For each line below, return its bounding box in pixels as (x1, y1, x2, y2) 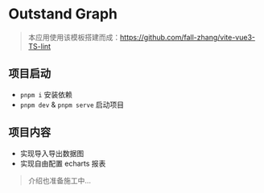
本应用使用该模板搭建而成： (27, 32, 121, 42)
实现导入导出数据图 (19, 148, 85, 158)
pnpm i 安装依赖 (19, 89, 72, 99)
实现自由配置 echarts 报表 (19, 158, 106, 168)
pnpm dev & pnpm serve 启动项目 (19, 100, 125, 109)
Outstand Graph (8, 5, 118, 23)
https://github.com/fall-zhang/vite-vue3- (119, 32, 256, 42)
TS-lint (27, 41, 51, 51)
